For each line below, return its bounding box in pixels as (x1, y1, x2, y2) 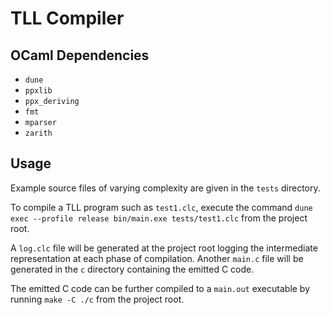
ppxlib (24, 86, 53, 96)
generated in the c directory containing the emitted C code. (10, 263, 255, 275)
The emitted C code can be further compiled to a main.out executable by (10, 282, 311, 294)
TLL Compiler (10, 7, 125, 30)
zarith (24, 128, 53, 138)
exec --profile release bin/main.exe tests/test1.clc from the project (10, 212, 308, 224)
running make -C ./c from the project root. (10, 293, 185, 305)
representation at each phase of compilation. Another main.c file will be (10, 252, 304, 264)
